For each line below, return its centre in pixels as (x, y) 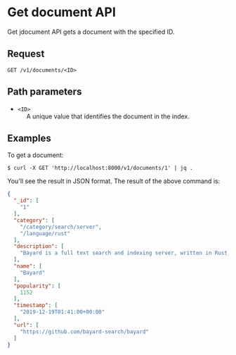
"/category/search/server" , (61, 227)
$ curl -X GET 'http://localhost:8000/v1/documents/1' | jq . (100, 168)
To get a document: (35, 155)
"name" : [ (28, 266)
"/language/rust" (45, 233)
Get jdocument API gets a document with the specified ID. (91, 32)
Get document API (61, 12)
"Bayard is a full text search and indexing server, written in (116, 253)
